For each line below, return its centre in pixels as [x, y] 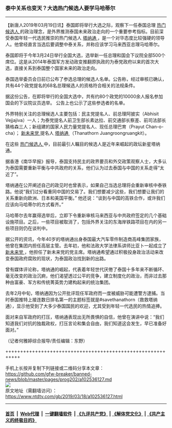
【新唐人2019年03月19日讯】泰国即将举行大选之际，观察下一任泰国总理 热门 [86, 25]
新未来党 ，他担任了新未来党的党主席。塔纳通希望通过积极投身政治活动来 [82, 252]
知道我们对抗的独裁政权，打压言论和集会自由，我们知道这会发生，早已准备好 [86, 324]
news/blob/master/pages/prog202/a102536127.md [59, 380]
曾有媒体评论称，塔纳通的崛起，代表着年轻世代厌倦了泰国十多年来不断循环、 [86, 270]
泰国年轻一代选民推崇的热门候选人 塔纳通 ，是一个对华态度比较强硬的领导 [87, 38]
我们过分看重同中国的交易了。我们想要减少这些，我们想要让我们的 [95, 192]
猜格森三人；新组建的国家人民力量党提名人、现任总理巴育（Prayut [75, 127]
